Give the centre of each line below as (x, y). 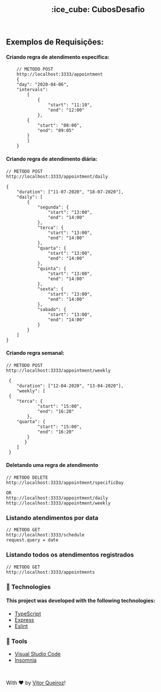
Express (24, 620)
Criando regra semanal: (35, 353)
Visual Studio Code (38, 654)
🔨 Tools (17, 641)
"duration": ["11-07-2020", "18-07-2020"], (70, 192)
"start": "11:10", (70, 105)
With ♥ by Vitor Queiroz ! (36, 683)
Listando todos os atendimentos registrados (70, 555)
